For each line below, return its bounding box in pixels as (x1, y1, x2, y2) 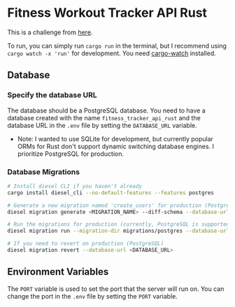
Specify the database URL (7, 90, 97, 100)
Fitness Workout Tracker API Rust (7, 5, 208, 21)
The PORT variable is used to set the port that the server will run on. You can (7, 285, 225, 293)
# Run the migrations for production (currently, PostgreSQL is (7, 221, 199, 228)
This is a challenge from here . (7, 28, 93, 36)
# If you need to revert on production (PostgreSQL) (7, 240, 164, 248)
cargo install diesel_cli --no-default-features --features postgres (7, 189, 215, 197)
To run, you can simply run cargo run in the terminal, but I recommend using (7, 41, 227, 50)
